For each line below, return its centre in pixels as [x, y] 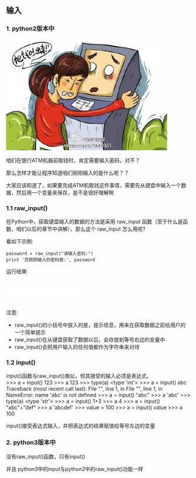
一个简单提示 [30, 332]
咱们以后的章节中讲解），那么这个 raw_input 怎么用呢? [81, 229]
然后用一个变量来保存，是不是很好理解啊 [65, 192]
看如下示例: [20, 241]
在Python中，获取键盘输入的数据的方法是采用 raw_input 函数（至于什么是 [94, 221]
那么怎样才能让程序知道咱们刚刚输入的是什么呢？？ [68, 172]
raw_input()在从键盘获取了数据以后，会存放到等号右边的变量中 [90, 340]
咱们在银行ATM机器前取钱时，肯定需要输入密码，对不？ [73, 160]
